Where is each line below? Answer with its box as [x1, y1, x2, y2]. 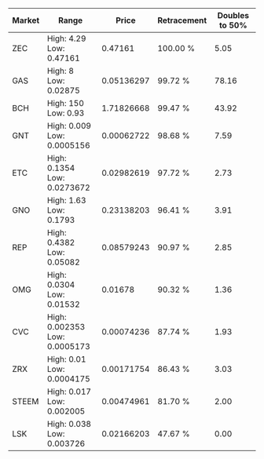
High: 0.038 [46, 419, 92, 429]
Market [12, 15, 40, 26]
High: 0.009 [46, 121, 92, 131]
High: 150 [46, 98, 85, 108]
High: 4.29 [46, 33, 86, 44]
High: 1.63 [46, 195, 86, 206]
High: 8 [46, 66, 75, 76]
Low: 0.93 [46, 107, 85, 118]
